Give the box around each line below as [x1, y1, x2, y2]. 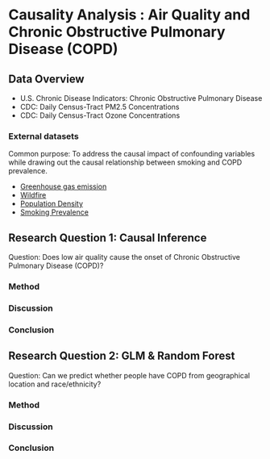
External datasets [8, 131, 79, 142]
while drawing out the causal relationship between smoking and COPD [8, 157, 243, 167]
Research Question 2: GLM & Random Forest [8, 349, 235, 363]
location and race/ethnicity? [8, 379, 102, 389]
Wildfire [19, 190, 47, 200]
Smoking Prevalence [19, 207, 89, 217]
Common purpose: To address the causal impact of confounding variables [8, 149, 255, 159]
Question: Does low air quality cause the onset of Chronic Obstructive [8, 252, 240, 262]
